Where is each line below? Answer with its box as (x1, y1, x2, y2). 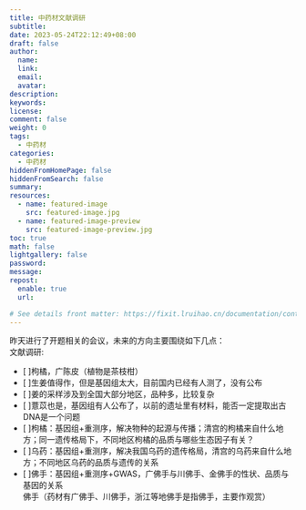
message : (9, 268, 43, 277)
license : (9, 107, 43, 116)
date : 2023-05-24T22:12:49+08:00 (9, 30, 137, 39)
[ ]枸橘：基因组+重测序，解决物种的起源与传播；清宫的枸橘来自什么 (22, 423, 276, 433)
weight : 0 (9, 124, 47, 133)
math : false (9, 242, 55, 251)
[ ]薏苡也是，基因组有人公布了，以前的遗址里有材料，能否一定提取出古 (22, 400, 287, 411)
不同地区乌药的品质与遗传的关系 (38, 457, 159, 468)
